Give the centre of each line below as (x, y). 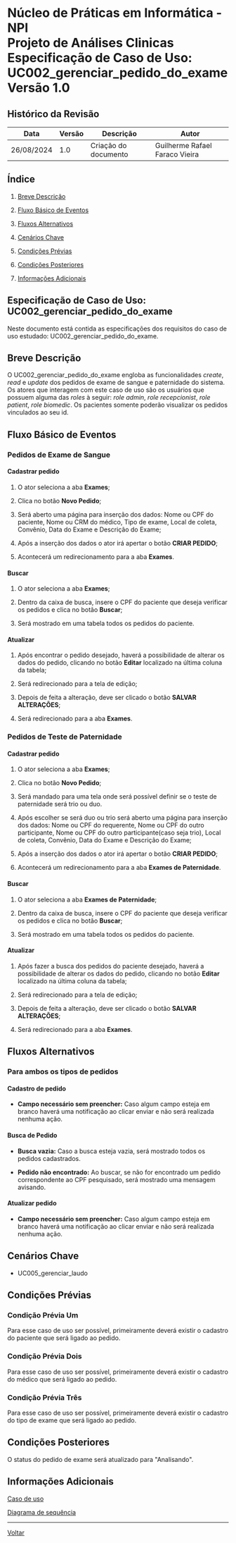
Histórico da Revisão (53, 114)
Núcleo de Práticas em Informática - (115, 13)
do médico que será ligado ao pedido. (62, 1379)
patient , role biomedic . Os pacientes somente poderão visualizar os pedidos (118, 405)
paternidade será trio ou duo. (60, 804)
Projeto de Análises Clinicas (91, 43)
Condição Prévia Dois (45, 1356)
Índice (21, 179)
